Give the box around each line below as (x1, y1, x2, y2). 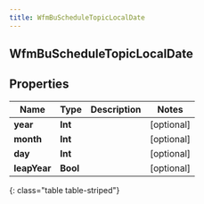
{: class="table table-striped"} (9, 184, 120, 195)
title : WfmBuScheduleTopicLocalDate (9, 13, 145, 22)
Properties (9, 77, 69, 92)
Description (90, 103, 142, 115)
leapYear (13, 162, 52, 174)
